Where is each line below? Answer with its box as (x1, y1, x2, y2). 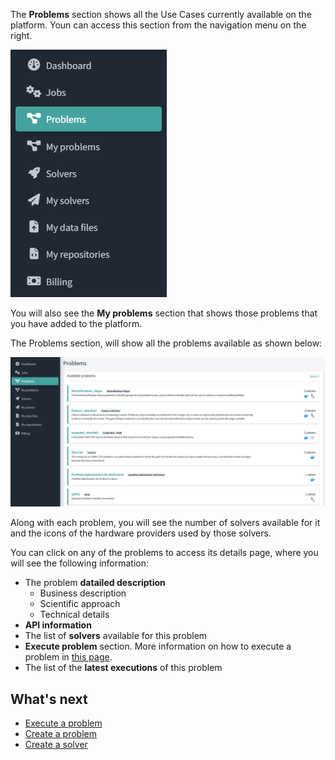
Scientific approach (39, 598, 121, 610)
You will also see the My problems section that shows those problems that (10, 307, 318, 319)
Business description (39, 587, 127, 599)
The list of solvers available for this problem (24, 630, 208, 642)
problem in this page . (24, 651, 113, 663)
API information (24, 619, 92, 631)
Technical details (39, 609, 110, 621)
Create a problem (24, 728, 97, 740)
